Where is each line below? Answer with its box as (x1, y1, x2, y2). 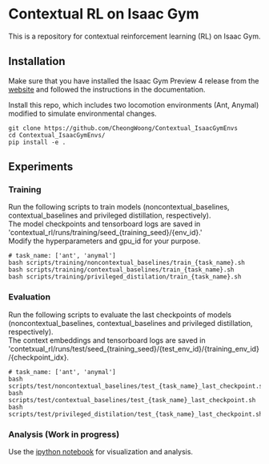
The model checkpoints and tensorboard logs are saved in (8, 219, 201, 229)
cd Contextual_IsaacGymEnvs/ (8, 131, 106, 139)
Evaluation (8, 291, 50, 303)
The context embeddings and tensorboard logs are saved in (8, 335, 206, 345)
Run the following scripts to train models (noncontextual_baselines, (8, 202, 230, 212)
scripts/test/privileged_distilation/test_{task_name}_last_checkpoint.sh (8, 410, 263, 418)
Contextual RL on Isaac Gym (8, 5, 199, 23)
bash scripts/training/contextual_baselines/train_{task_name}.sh (8, 266, 235, 274)
